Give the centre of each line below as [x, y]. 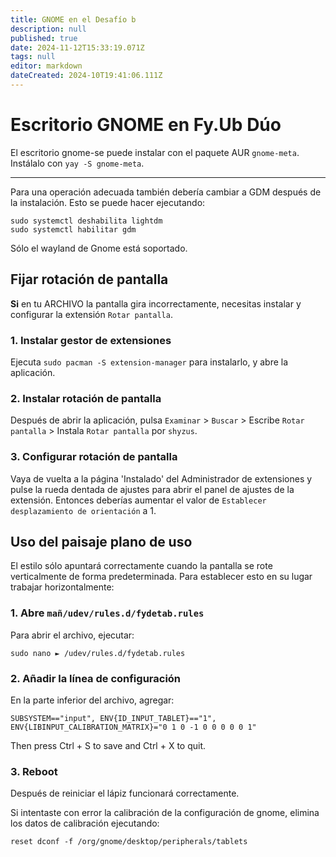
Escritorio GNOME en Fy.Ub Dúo [146, 125]
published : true [44, 38]
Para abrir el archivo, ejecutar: [72, 635]
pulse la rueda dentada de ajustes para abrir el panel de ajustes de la [152, 489]
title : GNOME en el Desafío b [73, 19]
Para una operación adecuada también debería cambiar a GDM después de [166, 192]
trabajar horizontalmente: [62, 587]
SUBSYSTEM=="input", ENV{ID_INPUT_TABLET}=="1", [113, 718]
